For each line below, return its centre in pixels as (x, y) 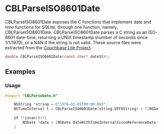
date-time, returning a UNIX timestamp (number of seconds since (82, 37)
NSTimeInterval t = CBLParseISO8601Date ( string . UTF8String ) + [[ (82, 109)
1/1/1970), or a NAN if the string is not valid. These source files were (73, 42)
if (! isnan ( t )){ (31, 118)
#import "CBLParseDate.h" (31, 96)
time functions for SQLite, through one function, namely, (61, 27)
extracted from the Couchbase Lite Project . (49, 48)
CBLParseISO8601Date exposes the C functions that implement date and (78, 22)
